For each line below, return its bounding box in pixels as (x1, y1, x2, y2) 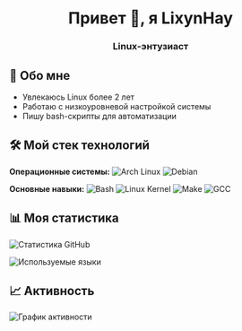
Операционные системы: (9, 166, 110, 177)
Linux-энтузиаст (112, 40, 189, 53)
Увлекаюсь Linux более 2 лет (22, 91, 134, 102)
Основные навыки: (9, 183, 85, 194)
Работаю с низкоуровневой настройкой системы (22, 100, 212, 111)
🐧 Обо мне (9, 67, 71, 83)
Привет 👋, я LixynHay (68, 8, 233, 29)
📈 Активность (9, 283, 95, 299)
